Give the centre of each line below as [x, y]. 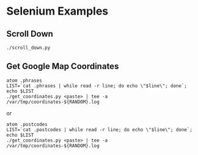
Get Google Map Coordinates [63, 66]
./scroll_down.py [28, 48]
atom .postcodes [27, 124]
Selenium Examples [57, 11]
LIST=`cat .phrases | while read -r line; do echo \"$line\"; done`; [97, 86]
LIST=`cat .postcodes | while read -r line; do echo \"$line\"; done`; [99, 129]
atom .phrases [24, 81]
